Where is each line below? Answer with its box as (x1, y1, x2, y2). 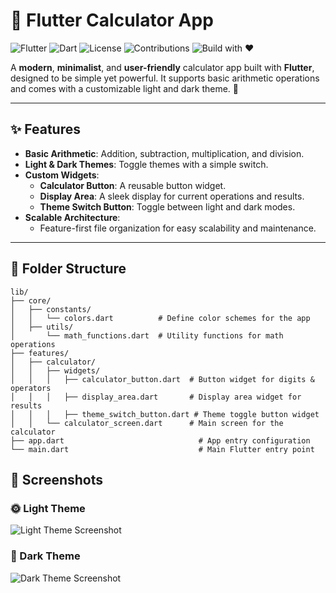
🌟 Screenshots (10, 471, 104, 488)
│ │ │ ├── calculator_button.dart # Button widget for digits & (10, 374, 315, 384)
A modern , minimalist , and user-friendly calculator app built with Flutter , (10, 61, 315, 73)
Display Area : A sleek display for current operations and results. (39, 190, 305, 202)
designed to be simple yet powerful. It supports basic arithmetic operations (10, 72, 320, 84)
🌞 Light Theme (10, 501, 86, 515)
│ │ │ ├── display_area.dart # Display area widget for (10, 392, 302, 402)
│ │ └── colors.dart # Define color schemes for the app (10, 313, 311, 323)
